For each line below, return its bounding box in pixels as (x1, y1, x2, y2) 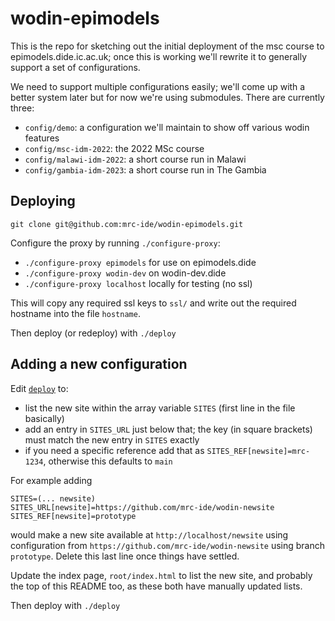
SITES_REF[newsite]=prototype (10, 511, 137, 521)
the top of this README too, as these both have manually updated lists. (10, 580, 303, 592)
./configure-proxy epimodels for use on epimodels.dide (24, 256, 257, 268)
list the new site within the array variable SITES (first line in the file (24, 402, 296, 414)
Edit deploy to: (10, 382, 69, 394)
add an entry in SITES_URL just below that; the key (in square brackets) (24, 423, 313, 435)
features (24, 132, 60, 144)
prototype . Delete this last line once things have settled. (10, 550, 240, 562)
